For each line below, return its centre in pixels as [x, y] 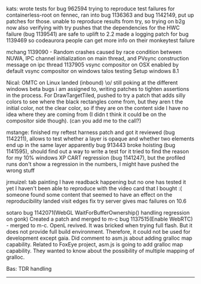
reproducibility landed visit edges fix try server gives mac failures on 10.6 [96, 201]
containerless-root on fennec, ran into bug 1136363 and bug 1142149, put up [100, 15]
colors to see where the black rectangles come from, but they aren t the [95, 102]
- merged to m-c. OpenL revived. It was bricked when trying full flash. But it [99, 225]
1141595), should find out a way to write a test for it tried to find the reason [98, 151]
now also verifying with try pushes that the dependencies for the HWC [93, 28]
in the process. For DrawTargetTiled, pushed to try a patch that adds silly [96, 95]
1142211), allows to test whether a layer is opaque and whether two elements [100, 139]
